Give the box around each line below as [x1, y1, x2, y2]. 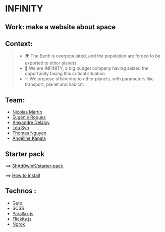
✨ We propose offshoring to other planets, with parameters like [24, 76, 154, 82]
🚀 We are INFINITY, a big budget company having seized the [24, 65, 149, 71]
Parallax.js [12, 210, 34, 216]
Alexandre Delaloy [12, 119, 50, 125]
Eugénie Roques [12, 115, 46, 120]
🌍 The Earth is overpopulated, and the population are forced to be [24, 53, 161, 59]
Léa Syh [12, 125, 30, 131]
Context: [5, 39, 33, 48]
